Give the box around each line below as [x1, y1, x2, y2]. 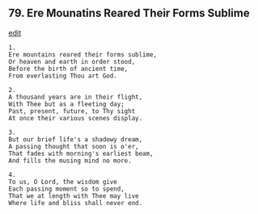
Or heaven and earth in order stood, [8, 57, 136, 65]
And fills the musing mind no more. [8, 157, 132, 165]
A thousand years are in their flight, [8, 93, 143, 101]
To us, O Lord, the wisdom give [8, 178, 117, 186]
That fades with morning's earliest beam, [8, 149, 154, 157]
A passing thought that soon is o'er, [8, 142, 139, 150]
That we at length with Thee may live [8, 191, 139, 200]
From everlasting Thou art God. [8, 72, 117, 80]
